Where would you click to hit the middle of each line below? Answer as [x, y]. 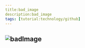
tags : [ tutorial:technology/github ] [43, 19]
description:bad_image [28, 14]
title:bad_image [22, 10]
